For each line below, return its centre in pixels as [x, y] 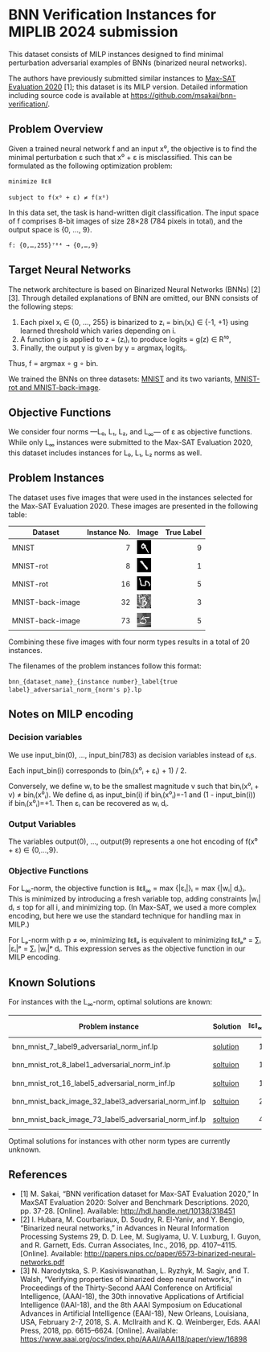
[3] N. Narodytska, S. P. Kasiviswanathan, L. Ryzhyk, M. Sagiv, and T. [135, 1271]
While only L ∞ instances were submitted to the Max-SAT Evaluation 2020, [131, 443]
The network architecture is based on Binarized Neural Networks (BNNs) [129, 289]
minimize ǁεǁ [30, 181]
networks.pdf [42, 1262]
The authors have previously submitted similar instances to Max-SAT [122, 78]
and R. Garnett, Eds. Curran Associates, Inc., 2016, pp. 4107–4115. [128, 1245]
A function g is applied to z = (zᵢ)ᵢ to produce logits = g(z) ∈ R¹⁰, [125, 339]
